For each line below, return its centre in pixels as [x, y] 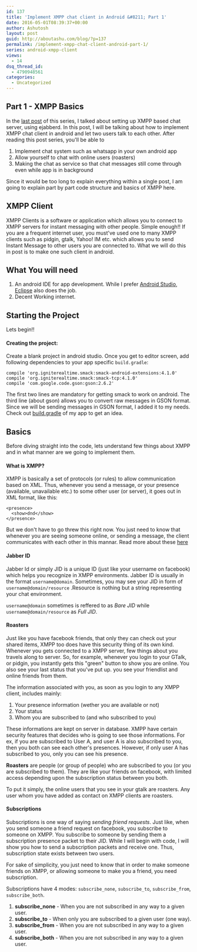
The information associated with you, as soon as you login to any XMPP [93, 687]
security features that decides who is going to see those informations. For [96, 735]
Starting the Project [43, 315]
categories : [21, 77]
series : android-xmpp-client [42, 50]
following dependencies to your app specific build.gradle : [77, 363]
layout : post [22, 34]
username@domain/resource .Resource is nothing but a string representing [94, 588]
